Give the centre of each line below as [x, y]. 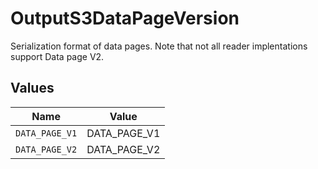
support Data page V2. [57, 56]
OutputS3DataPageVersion [125, 18]
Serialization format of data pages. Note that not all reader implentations [159, 46]
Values [32, 88]
